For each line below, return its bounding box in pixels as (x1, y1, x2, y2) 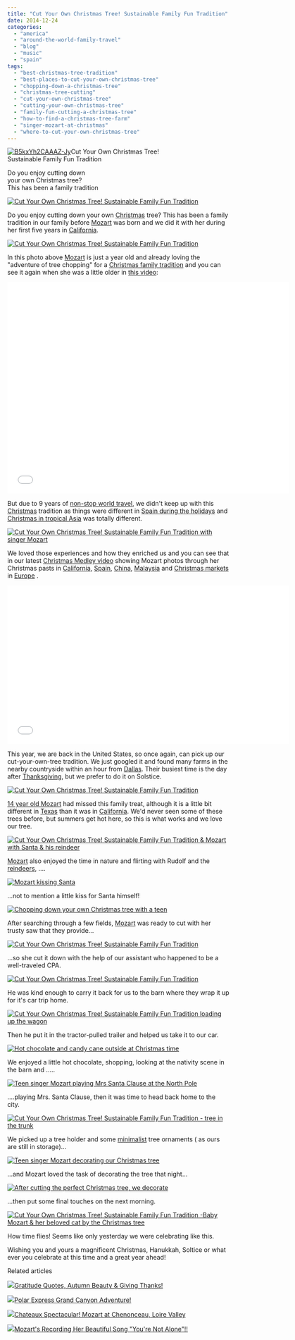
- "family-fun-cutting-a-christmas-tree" (13, 108, 137, 116)
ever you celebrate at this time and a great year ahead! (7, 1253, 166, 1262)
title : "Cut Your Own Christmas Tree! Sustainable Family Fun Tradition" (7, 10, 229, 18)
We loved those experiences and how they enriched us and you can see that (7, 549, 230, 557)
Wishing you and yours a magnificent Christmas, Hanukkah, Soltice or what (7, 1246, 227, 1254)
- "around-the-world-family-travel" (13, 37, 121, 44)
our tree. (7, 822, 32, 831)
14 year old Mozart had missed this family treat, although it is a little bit (7, 800, 212, 808)
